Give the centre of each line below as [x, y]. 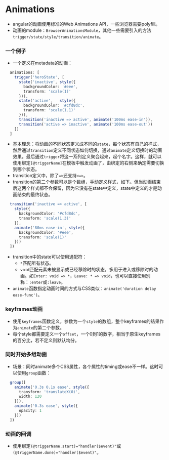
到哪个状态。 [26, 169]
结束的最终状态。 [35, 195]
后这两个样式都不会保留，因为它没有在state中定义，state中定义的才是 [85, 188]
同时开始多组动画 [26, 354]
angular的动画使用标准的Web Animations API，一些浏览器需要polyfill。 [86, 24]
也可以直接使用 [130, 276]
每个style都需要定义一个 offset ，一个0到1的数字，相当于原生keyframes [87, 334]
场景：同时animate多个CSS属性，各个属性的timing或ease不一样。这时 [86, 366]
